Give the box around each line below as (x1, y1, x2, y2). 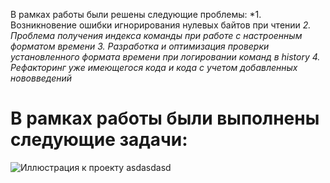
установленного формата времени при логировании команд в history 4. (10, 51, 321, 63)
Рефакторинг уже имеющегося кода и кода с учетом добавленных (10, 62, 298, 73)
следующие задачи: (10, 129, 188, 151)
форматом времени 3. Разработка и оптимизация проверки (10, 40, 270, 52)
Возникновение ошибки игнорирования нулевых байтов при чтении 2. (10, 19, 312, 31)
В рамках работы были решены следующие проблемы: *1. (10, 9, 262, 20)
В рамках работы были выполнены (10, 107, 320, 130)
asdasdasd (126, 161, 172, 173)
